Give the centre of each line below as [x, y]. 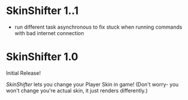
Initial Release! [23, 73]
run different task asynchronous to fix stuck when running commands [98, 27]
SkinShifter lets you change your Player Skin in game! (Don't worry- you [93, 84]
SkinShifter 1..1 [42, 11]
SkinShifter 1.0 [42, 57]
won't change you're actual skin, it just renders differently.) [77, 90]
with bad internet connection [49, 33]
